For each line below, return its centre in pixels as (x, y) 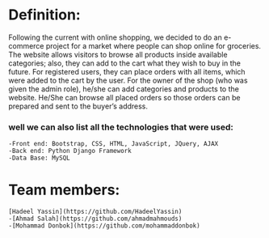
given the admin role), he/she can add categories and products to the (124, 89)
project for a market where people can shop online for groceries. (153, 45)
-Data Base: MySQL (39, 158)
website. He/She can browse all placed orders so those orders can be (124, 97)
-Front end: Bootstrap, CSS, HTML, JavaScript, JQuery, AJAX (113, 144)
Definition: (44, 15)
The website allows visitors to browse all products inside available (118, 54)
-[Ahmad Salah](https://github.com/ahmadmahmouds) (95, 219)
